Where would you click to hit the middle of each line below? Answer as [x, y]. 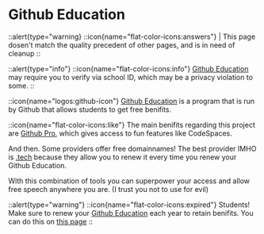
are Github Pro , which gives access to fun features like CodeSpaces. [120, 133]
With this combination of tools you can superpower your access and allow [129, 181]
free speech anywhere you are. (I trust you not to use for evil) [108, 189]
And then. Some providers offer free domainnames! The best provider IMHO [132, 148]
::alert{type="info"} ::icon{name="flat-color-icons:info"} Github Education [128, 68]
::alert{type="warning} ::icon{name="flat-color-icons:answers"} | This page [132, 36]
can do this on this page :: [51, 221]
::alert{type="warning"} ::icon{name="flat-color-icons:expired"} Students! [129, 205]
